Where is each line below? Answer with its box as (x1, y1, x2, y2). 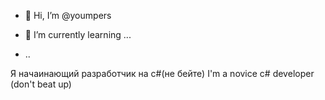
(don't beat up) (10, 78, 72, 90)
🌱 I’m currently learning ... (24, 29, 132, 40)
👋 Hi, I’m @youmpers (24, 10, 112, 21)
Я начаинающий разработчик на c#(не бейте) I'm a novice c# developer (10, 68, 315, 79)
